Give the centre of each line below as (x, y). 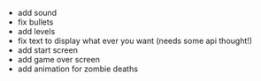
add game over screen (58, 59)
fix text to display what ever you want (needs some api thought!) (135, 40)
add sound (37, 13)
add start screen (47, 50)
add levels (36, 31)
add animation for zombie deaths (78, 69)
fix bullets (35, 22)
